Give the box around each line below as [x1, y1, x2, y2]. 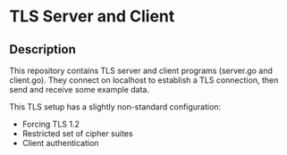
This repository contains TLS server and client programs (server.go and [9, 65, 273, 76]
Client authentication [21, 138, 99, 148]
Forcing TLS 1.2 [21, 118, 80, 129]
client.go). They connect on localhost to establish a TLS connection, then [9, 75, 279, 86]
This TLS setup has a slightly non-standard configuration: [9, 102, 222, 112]
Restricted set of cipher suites [21, 128, 133, 139]
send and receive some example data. [9, 85, 150, 94]
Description [9, 42, 76, 57]
